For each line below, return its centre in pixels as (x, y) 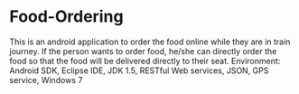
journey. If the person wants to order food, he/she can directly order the (143, 51)
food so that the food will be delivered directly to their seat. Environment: (145, 61)
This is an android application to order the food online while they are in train (150, 42)
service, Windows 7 (46, 80)
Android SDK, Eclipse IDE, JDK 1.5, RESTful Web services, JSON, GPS (139, 70)
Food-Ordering (66, 17)
